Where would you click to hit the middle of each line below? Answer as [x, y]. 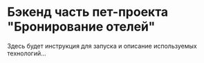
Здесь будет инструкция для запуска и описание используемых [102, 46]
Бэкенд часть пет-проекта [88, 12]
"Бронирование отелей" [81, 27]
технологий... [27, 53]
